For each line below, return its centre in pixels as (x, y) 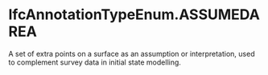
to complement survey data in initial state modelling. (95, 62)
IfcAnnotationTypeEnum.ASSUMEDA (134, 15)
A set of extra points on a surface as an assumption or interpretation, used (132, 53)
